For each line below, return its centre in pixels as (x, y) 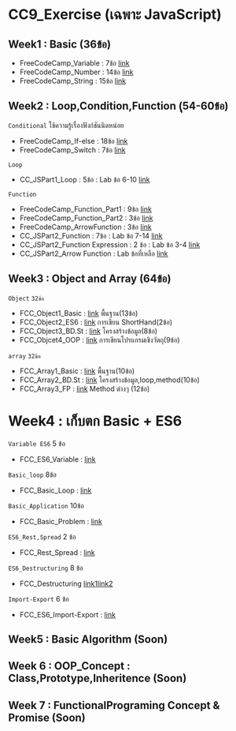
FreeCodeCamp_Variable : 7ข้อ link (74, 63)
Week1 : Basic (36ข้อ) (60, 44)
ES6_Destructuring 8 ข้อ (46, 568)
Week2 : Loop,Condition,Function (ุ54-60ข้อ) (118, 106)
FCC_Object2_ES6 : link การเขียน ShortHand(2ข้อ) (96, 322)
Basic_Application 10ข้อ (46, 505)
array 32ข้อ (24, 356)
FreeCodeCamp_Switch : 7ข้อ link (72, 150)
